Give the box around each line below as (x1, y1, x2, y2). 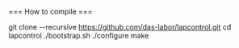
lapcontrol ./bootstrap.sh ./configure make (8, 31, 149, 40)
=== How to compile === (8, 7, 93, 16)
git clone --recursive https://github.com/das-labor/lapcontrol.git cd (8, 22, 232, 31)
